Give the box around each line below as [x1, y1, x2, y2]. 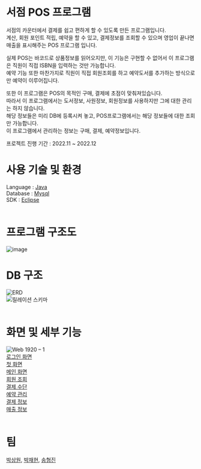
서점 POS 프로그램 [6, 5, 91, 19]
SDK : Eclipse [6, 196, 40, 203]
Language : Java [6, 183, 47, 190]
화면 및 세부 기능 [6, 325, 82, 339]
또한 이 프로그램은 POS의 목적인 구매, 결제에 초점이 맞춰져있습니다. [6, 89, 163, 97]
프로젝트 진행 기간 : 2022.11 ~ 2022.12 [6, 139, 97, 147]
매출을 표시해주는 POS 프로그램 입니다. [6, 41, 97, 49]
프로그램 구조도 [6, 226, 77, 239]
